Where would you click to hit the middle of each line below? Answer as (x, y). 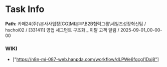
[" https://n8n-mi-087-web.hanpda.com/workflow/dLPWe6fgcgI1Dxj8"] (86, 59)
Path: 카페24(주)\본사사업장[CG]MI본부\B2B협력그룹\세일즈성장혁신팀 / (76, 23)
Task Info (25, 9)
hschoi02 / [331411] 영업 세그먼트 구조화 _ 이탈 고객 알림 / (62, 30)
